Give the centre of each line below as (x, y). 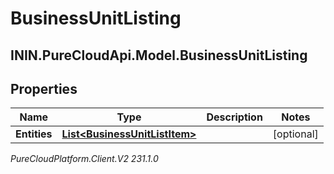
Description (234, 117)
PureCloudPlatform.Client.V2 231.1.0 (84, 159)
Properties (44, 88)
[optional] (295, 134)
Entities (34, 134)
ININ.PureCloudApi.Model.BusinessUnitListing (159, 55)
